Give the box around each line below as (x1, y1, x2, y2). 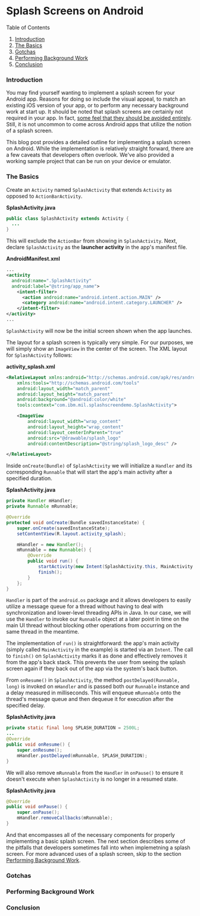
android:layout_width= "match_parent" (17, 385, 111, 391)
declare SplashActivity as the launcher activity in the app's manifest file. (6, 244, 187, 251)
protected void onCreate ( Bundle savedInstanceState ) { (6, 519, 145, 525)
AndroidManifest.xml (6, 255, 61, 263)
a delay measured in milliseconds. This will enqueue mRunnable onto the (6, 689, 182, 696)
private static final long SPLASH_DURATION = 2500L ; (6, 725, 140, 731)
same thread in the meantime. (6, 628, 79, 635)
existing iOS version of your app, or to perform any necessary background (6, 102, 189, 109)
